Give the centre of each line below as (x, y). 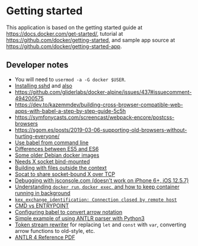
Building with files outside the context (60, 168)
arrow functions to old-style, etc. (55, 231)
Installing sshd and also (43, 86)
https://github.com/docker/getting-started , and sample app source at (91, 40)
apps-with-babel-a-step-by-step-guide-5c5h (70, 111)
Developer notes (37, 65)
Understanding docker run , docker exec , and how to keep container (97, 187)
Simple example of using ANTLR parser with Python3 (80, 218)
